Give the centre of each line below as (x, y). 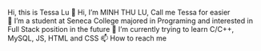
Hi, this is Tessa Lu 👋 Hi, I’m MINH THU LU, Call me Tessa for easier (119, 12)
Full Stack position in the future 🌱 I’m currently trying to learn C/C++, (120, 29)
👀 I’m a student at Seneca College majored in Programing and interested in (130, 21)
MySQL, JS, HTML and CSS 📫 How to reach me (87, 38)
